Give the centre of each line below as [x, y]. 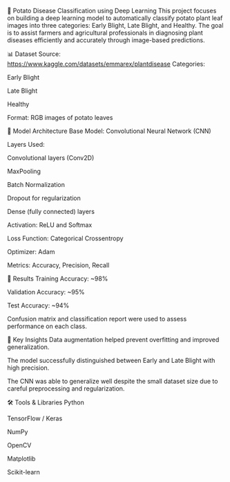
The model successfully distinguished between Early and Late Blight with [111, 360]
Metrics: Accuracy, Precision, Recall [58, 265]
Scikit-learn [23, 472]
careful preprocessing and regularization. [66, 389]
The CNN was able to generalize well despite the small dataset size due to [113, 381]
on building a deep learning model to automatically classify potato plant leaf [115, 18]
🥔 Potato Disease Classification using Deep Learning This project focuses [112, 11]
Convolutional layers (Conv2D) [51, 158]
